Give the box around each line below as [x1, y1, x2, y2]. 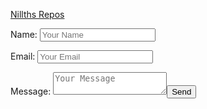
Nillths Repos [10, 9, 65, 20]
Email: [10, 50, 36, 62]
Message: [10, 85, 52, 97]
